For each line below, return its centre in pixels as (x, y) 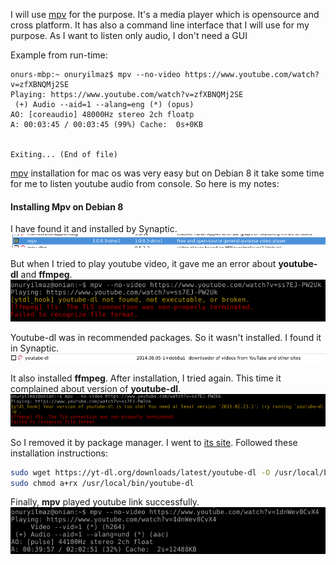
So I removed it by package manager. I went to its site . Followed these (154, 442)
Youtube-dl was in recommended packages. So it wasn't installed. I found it (166, 338)
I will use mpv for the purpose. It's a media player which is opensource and (165, 14)
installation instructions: (59, 453)
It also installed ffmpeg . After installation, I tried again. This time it (146, 378)
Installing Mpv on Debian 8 (67, 206)
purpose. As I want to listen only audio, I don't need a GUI (129, 35)
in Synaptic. (35, 348)
